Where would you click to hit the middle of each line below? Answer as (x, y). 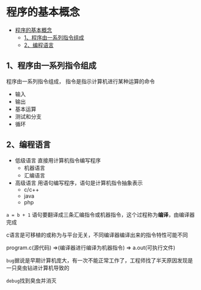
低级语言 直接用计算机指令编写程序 (58, 160)
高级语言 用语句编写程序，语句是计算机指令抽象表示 (79, 183)
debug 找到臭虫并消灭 (31, 280)
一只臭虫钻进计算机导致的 (38, 268)
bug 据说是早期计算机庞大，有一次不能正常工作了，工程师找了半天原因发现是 (100, 260)
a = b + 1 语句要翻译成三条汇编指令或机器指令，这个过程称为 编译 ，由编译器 (100, 215)
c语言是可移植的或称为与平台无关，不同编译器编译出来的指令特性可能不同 (97, 235)
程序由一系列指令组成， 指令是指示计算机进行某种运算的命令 (80, 81)
